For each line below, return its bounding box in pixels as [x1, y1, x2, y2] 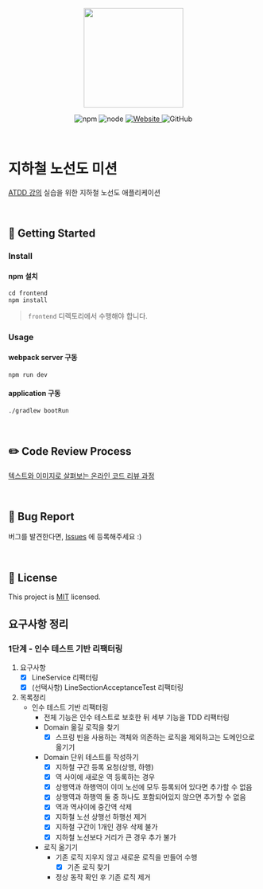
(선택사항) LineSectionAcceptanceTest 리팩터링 [31, 682, 184, 692]
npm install [8, 296, 48, 304]
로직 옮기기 [43, 842, 78, 852]
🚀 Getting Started [8, 227, 96, 241]
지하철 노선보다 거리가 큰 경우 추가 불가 [55, 832, 176, 842]
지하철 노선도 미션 [8, 160, 118, 178]
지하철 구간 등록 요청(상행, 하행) [55, 762, 154, 772]
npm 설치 [8, 271, 38, 280]
